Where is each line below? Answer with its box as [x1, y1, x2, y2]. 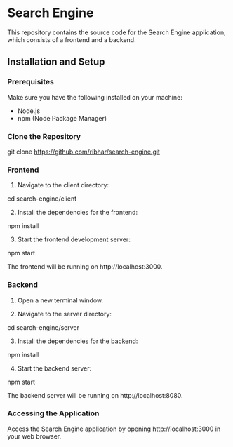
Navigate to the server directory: [17, 309, 112, 318]
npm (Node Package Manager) [17, 114, 107, 122]
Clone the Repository [7, 131, 81, 141]
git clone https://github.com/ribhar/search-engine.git [7, 147, 160, 156]
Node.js [17, 107, 41, 115]
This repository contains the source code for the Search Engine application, [7, 28, 226, 36]
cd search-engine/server [7, 323, 79, 331]
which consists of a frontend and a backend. [7, 35, 136, 44]
